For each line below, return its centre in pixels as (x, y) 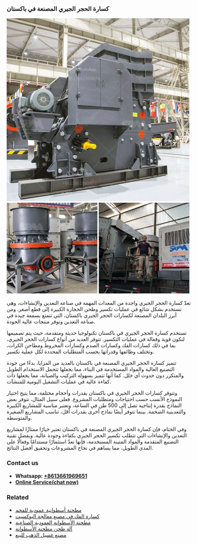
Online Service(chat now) (47, 482)
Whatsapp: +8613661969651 (51, 475)
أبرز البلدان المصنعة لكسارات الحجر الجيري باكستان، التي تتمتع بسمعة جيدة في (92, 316)
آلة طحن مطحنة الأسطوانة (44, 528)
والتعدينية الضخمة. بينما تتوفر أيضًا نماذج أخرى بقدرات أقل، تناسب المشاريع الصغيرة (96, 412)
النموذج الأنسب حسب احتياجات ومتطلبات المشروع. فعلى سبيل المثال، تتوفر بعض (95, 399)
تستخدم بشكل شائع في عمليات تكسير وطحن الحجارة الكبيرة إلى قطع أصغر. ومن (94, 309)
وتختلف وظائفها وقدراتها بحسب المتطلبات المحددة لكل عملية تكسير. (80, 352)
